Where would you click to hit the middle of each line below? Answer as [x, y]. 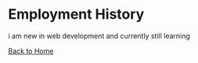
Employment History [76, 14]
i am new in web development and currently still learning [99, 36]
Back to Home [31, 51]
